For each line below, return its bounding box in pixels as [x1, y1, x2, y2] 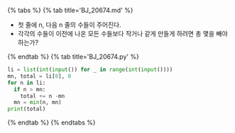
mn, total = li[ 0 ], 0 [7, 72, 72, 80]
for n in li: [7, 79, 46, 86]
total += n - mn [20, 92, 65, 100]
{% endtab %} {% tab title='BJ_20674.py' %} [7, 52, 140, 61]
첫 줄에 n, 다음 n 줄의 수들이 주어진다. [17, 21, 122, 29]
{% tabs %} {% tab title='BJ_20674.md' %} [7, 6, 133, 14]
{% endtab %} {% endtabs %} [7, 118, 96, 127]
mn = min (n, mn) [13, 99, 62, 106]
